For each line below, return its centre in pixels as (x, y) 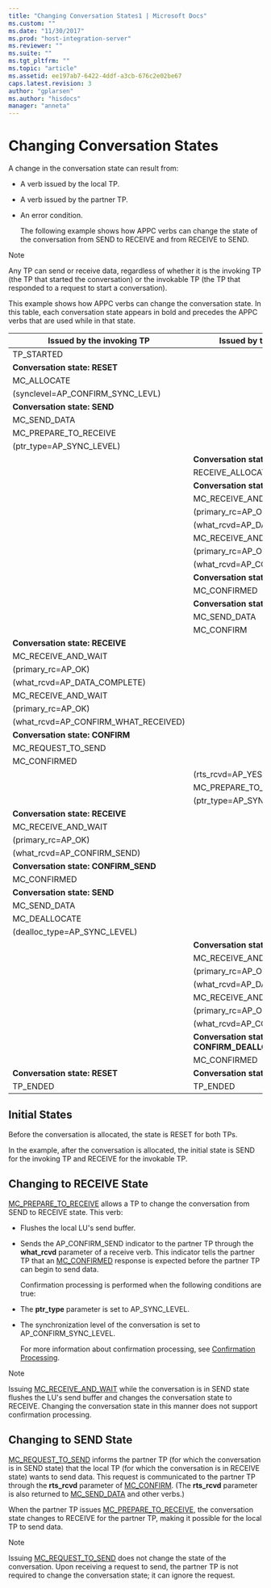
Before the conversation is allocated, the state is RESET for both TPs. (123, 1134)
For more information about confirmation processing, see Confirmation (138, 1349)
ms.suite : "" (30, 53)
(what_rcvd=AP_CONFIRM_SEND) (77, 853)
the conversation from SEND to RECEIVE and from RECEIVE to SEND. (135, 240)
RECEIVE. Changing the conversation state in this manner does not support (133, 1405)
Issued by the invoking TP (99, 341)
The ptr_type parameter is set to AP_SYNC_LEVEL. (104, 1309)
